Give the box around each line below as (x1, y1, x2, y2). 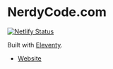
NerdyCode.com (7, 4, 107, 20)
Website (17, 54, 42, 63)
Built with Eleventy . (7, 40, 63, 49)
